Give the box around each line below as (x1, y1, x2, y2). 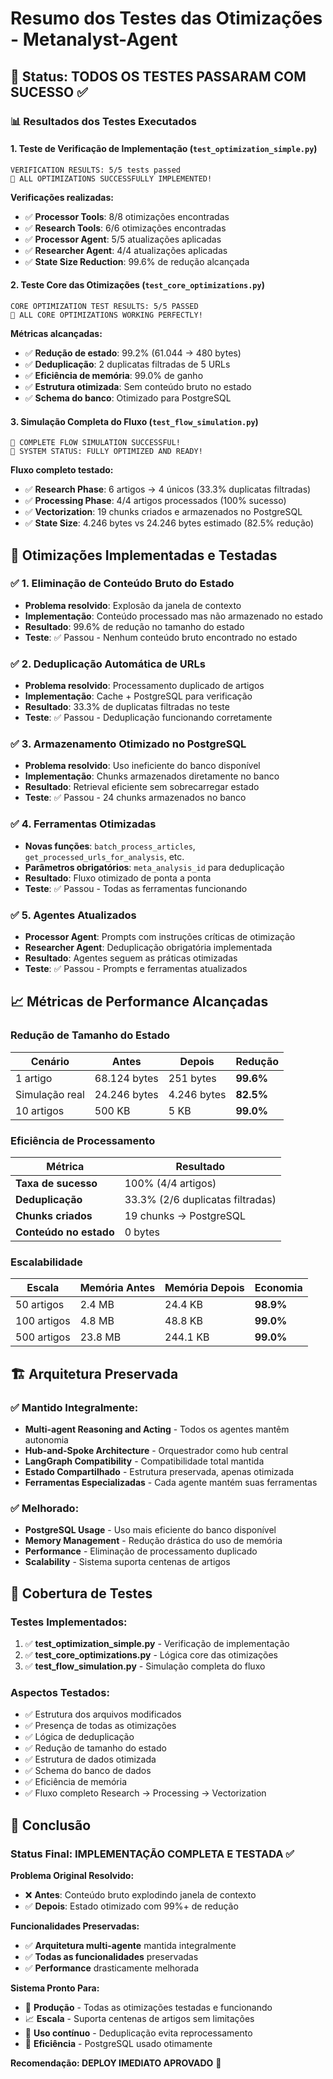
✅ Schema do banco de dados (24, 1765, 152, 1777)
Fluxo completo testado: (10, 464, 114, 476)
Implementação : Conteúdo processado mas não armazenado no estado (24, 610, 323, 622)
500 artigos (15, 1330, 71, 1344)
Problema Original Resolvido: (10, 1869, 135, 1881)
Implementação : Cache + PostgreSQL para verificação (24, 690, 253, 702)
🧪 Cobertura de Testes (10, 1585, 153, 1602)
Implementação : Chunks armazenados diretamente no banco (24, 770, 280, 782)
